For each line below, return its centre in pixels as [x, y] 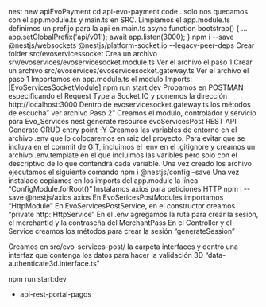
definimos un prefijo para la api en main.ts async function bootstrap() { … [128, 28]
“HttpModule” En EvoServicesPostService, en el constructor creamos [122, 206]
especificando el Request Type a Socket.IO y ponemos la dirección [118, 96]
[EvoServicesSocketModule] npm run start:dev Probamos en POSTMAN [126, 87]
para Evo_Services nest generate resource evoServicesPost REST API [122, 121]
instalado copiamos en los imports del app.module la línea [103, 181]
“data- [216, 255]
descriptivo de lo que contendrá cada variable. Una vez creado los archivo [130, 163]
